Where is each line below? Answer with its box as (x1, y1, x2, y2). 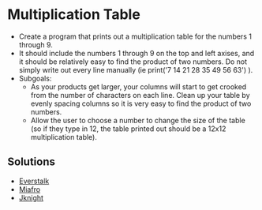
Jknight (18, 193, 44, 202)
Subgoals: (18, 73, 52, 83)
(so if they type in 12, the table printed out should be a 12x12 (30, 124, 226, 133)
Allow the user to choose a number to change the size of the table (30, 115, 245, 125)
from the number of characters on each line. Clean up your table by (30, 90, 250, 99)
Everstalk (18, 176, 50, 186)
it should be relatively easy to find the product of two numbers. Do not (18, 57, 248, 66)
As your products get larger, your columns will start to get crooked (30, 81, 247, 92)
